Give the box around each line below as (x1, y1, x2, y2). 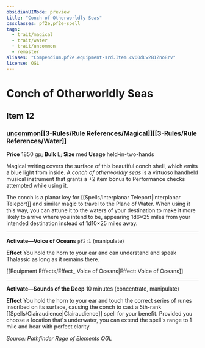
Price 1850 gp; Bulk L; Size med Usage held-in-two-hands (6, 150, 154, 158)
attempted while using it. (6, 182, 68, 190)
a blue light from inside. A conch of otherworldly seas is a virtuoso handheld (6, 169, 198, 176)
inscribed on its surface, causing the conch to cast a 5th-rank (6, 303, 162, 311)
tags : (6, 26, 20, 32)
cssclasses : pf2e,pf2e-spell (6, 20, 81, 26)
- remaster (12, 49, 40, 55)
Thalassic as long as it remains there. (6, 256, 99, 263)
